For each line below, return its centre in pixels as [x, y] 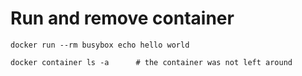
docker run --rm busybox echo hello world [100, 45]
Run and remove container [122, 18]
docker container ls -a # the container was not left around [151, 62]
